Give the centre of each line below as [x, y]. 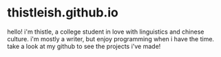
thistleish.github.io [63, 13]
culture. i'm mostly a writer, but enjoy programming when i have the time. [111, 38]
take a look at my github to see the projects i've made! [84, 46]
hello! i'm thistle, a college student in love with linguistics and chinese [106, 32]
